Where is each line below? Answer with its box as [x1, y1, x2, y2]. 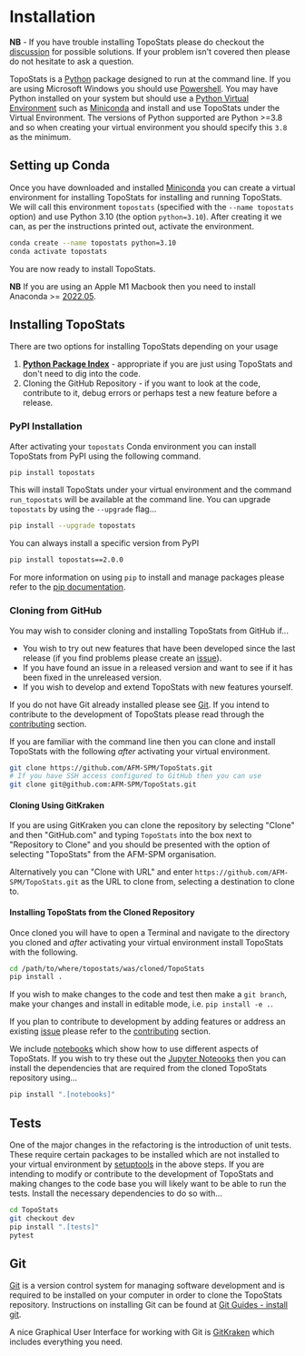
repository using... [9, 1072, 78, 1084]
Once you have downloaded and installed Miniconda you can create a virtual [9, 182, 296, 193]
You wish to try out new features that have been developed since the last [22, 643, 296, 653]
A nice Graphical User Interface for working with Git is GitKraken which [9, 1327, 275, 1338]
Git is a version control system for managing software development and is [9, 1280, 286, 1291]
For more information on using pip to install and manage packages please [9, 572, 285, 583]
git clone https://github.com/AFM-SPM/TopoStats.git [9, 763, 213, 773]
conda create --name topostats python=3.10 [9, 238, 177, 248]
